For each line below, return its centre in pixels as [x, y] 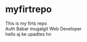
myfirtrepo [28, 9]
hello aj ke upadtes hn [28, 34]
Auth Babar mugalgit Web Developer [43, 28]
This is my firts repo [26, 23]
